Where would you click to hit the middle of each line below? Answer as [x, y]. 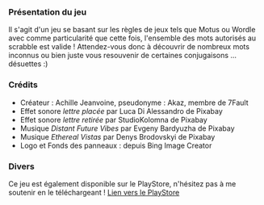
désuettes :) [28, 64]
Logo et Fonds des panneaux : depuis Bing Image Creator [116, 145]
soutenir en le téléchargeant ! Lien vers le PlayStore [94, 192]
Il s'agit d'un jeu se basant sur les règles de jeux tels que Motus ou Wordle [132, 30]
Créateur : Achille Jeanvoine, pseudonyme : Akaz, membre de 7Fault [134, 102]
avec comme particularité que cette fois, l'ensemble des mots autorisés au [132, 38]
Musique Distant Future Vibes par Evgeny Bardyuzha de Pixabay [128, 128]
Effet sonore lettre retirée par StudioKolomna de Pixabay [113, 119]
